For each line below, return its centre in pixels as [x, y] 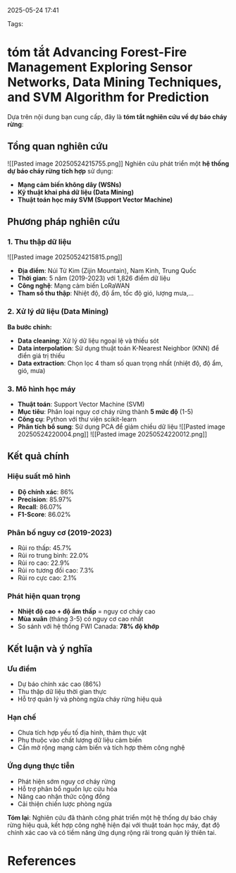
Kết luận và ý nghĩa [50, 648]
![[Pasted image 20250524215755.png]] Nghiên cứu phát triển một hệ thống [118, 163]
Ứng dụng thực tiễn [41, 766]
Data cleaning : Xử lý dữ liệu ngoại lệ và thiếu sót [88, 341]
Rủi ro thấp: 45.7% [44, 548]
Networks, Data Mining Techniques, [114, 82]
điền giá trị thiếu [41, 355]
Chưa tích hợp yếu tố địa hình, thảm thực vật [82, 733]
